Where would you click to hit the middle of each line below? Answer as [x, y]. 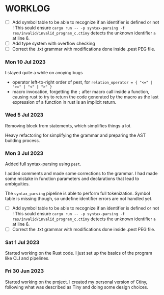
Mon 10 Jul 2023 [25, 62]
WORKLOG [28, 9]
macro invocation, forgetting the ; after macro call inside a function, [81, 92]
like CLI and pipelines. [27, 258]
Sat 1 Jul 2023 [22, 242]
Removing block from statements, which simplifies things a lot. [68, 125]
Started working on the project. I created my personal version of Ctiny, [76, 282]
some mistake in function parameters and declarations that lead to [72, 179]
